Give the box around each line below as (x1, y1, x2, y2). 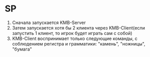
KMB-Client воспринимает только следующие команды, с (12, 35, 138, 41)
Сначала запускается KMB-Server (12, 19, 86, 25)
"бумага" (12, 46, 32, 52)
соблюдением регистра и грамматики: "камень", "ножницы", (12, 40, 145, 46)
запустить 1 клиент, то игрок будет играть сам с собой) (12, 30, 133, 36)
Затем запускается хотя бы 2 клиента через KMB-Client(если (12, 24, 145, 30)
